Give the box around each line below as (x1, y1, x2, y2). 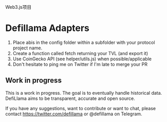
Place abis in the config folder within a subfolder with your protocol (12, 39, 155, 45)
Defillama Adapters (5, 22, 90, 34)
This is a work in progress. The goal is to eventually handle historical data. (5, 90, 162, 96)
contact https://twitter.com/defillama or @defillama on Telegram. (5, 111, 142, 117)
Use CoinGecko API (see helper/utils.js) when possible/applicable (12, 56, 152, 62)
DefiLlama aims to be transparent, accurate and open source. (5, 95, 135, 101)
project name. (12, 45, 43, 51)
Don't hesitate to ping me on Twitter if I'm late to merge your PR (12, 61, 148, 67)
